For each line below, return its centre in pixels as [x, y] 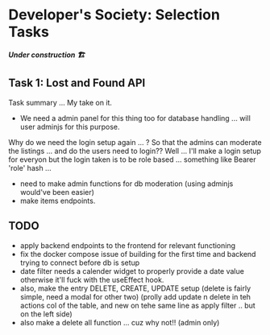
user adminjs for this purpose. [70, 126]
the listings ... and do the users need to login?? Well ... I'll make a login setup [135, 151]
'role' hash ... [30, 167]
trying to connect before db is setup [80, 263]
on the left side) [46, 314]
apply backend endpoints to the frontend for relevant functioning [128, 245]
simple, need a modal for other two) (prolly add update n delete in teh [135, 296]
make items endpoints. [58, 201]
